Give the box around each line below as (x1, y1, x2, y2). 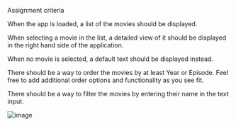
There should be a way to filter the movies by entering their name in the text (7, 90, 229, 98)
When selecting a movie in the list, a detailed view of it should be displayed (7, 33, 227, 42)
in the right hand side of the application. (7, 41, 124, 49)
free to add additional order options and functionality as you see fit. (7, 76, 204, 84)
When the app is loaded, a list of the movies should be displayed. (7, 20, 198, 28)
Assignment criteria (7, 6, 64, 14)
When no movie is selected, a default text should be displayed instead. (7, 55, 214, 63)
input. (7, 97, 25, 105)
